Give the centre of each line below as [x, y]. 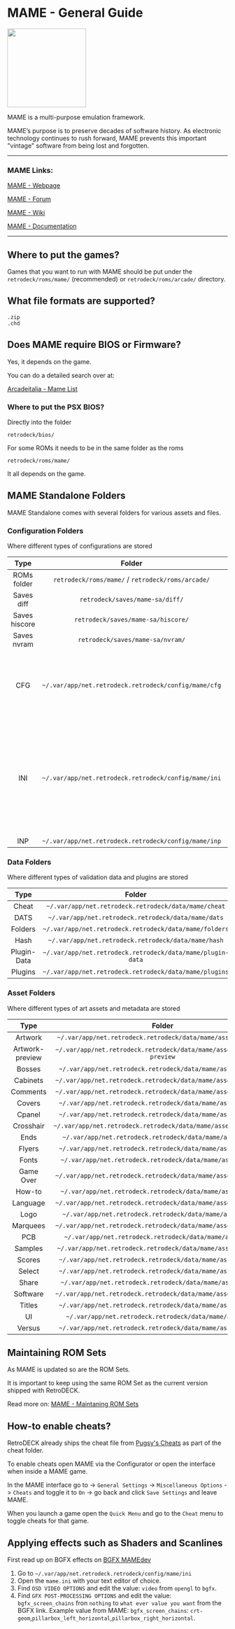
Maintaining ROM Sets [57, 1353]
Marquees [29, 1225]
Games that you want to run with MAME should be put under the [100, 272]
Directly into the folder [40, 422]
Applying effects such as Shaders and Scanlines [115, 1543]
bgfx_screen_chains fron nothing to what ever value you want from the [119, 1603]
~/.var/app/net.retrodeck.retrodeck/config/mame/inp [131, 841]
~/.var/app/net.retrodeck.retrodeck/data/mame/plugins [136, 972]
